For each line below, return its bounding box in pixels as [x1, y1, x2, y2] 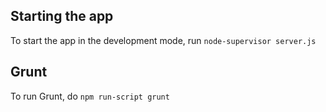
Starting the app [10, 8, 114, 25]
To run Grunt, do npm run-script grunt [10, 90, 170, 102]
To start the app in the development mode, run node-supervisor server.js [10, 34, 317, 46]
